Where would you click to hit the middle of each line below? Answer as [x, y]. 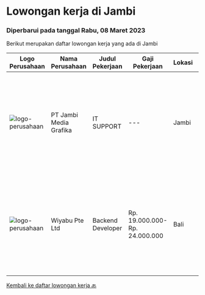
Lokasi [183, 62]
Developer [107, 228]
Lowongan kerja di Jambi [71, 11]
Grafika [61, 130]
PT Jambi [64, 115]
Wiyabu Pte [67, 220]
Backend [105, 220]
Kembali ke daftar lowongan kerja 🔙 [51, 285]
